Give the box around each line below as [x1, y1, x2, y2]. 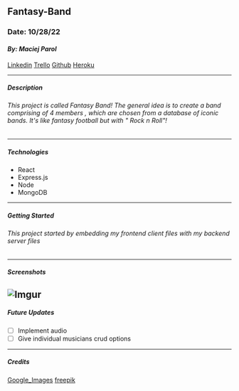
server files [7, 237, 41, 245]
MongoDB [17, 188, 48, 197]
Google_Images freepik [7, 375, 76, 384]
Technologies [7, 147, 48, 156]
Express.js [17, 173, 48, 182]
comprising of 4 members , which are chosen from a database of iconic [7, 109, 219, 117]
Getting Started [7, 211, 55, 220]
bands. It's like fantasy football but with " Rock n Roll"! [7, 117, 167, 125]
